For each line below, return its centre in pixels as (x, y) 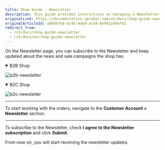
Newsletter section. (25, 113)
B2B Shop (20, 65)
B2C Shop (20, 84)
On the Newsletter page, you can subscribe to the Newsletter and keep (77, 51)
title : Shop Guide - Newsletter (38, 10)
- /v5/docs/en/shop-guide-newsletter (48, 37)
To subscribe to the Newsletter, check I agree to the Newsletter (70, 127)
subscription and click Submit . (37, 132)
